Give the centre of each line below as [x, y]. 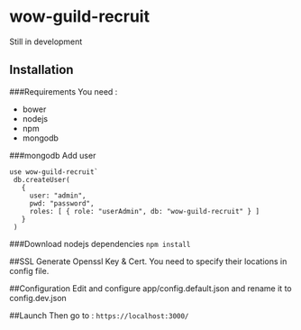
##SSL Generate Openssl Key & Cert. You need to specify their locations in [148, 261]
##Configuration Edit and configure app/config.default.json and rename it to [150, 288]
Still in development [46, 41]
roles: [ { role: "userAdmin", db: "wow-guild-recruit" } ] [144, 211]
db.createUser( [41, 179]
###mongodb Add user [53, 155]
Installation [41, 70]
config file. [29, 270]
